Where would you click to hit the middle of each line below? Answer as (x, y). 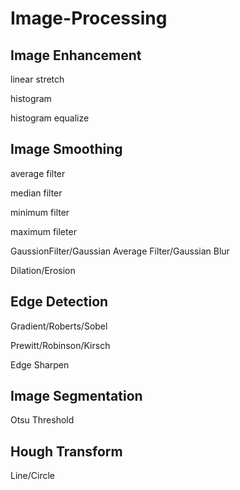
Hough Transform (66, 451)
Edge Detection (59, 302)
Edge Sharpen (40, 364)
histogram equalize (50, 118)
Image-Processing (89, 18)
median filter (36, 193)
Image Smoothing (66, 149)
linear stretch (37, 79)
